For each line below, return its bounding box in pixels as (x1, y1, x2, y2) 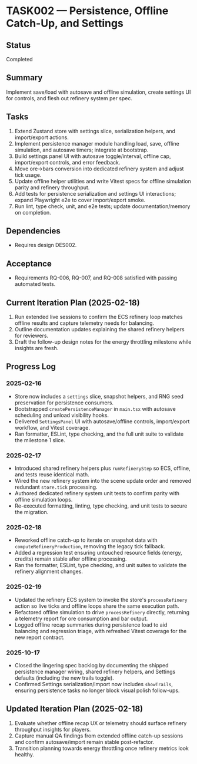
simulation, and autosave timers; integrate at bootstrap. (14, 146, 149, 153)
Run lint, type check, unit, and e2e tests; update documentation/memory (14, 202, 191, 210)
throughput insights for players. (14, 726, 91, 733)
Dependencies (6, 226, 61, 236)
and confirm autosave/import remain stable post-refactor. (14, 738, 155, 745)
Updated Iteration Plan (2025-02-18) (6, 704, 143, 714)
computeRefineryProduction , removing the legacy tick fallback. (14, 543, 166, 550)
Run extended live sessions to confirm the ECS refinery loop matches (14, 314, 183, 321)
